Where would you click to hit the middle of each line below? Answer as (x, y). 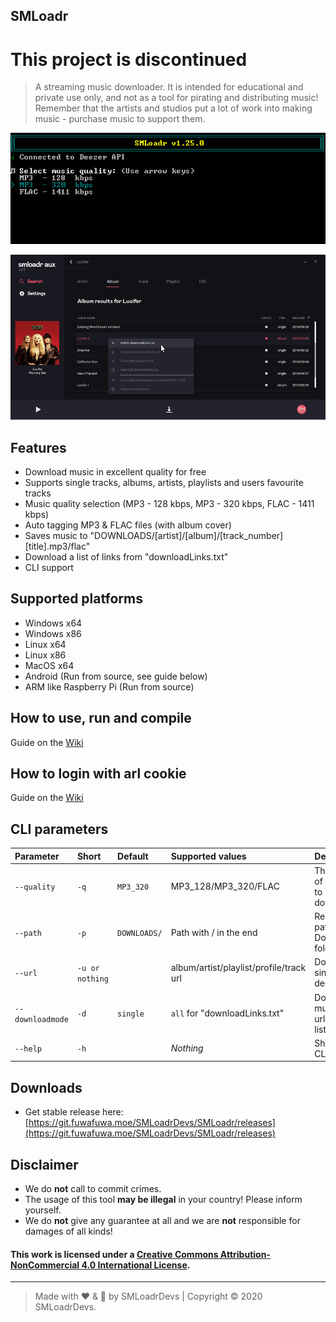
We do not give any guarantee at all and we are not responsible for (162, 1221)
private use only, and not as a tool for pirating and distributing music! (176, 98)
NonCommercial (45, 1265)
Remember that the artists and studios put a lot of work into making (173, 108)
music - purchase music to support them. (120, 119)
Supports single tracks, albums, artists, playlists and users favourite (164, 482)
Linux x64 (45, 644)
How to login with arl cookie (98, 773)
